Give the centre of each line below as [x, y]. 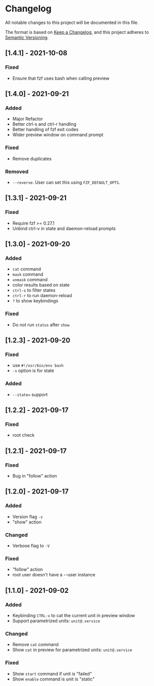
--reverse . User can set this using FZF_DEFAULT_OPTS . [66, 182]
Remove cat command [35, 645]
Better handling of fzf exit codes [45, 130]
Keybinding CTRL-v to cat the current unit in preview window [74, 615]
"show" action [27, 522]
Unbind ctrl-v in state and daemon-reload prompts [64, 228]
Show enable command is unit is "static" [53, 679]
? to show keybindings [35, 301]
